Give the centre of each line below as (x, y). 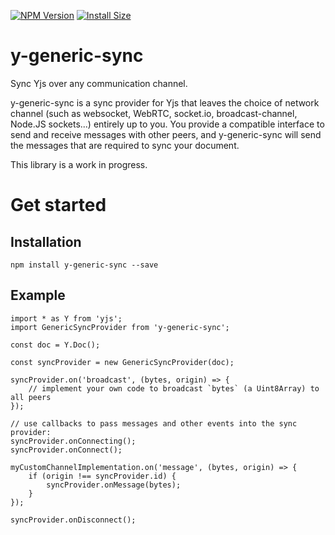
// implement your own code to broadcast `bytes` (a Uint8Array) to (174, 388)
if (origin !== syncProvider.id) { (102, 476)
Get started (58, 205)
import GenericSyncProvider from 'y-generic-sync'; (120, 327)
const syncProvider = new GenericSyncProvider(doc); (122, 362)
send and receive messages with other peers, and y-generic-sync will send (166, 134)
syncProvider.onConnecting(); (73, 441)
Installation (46, 241)
